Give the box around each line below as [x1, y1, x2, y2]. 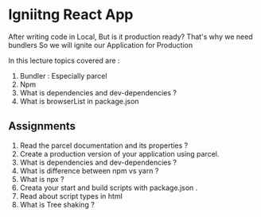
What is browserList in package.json [19, 96, 139, 106]
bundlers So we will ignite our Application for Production [8, 40, 193, 49]
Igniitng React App [8, 6, 134, 24]
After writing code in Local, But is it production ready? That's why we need [8, 32, 253, 41]
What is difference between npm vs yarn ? [19, 165, 159, 176]
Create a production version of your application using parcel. [19, 149, 220, 158]
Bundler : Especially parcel [19, 71, 107, 80]
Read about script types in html [19, 191, 123, 200]
